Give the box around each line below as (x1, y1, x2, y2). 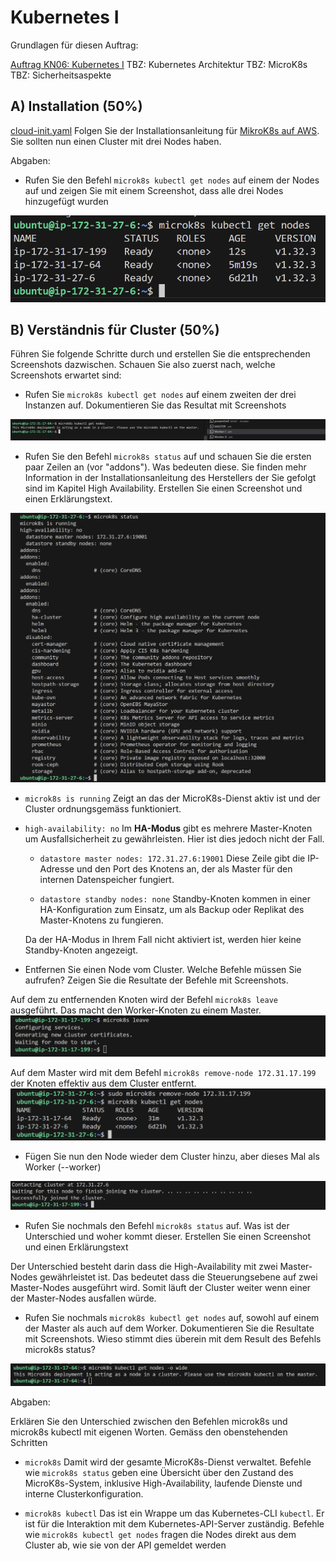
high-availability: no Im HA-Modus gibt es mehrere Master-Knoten (24, 822, 313, 834)
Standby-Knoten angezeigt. (24, 944, 139, 956)
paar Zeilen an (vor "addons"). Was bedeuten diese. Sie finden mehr (24, 461, 307, 473)
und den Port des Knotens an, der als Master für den (76, 862, 293, 875)
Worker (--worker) (24, 1161, 102, 1173)
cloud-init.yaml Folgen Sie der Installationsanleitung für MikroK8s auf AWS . (10, 124, 320, 136)
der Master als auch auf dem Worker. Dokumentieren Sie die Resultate (24, 1322, 315, 1334)
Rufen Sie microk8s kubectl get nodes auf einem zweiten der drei (24, 389, 297, 401)
